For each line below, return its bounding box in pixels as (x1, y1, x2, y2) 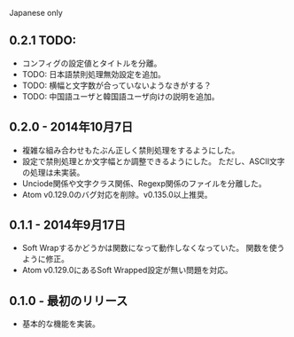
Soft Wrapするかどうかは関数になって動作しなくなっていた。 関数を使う (21, 243, 285, 254)
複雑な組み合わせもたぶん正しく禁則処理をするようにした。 (21, 145, 240, 155)
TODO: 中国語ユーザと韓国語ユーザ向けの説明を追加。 (21, 90, 220, 101)
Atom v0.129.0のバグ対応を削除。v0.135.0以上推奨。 (21, 189, 213, 200)
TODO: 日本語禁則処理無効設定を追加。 (21, 68, 166, 79)
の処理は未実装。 (21, 167, 85, 177)
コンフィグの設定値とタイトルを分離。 (21, 58, 162, 68)
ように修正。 (21, 254, 69, 264)
